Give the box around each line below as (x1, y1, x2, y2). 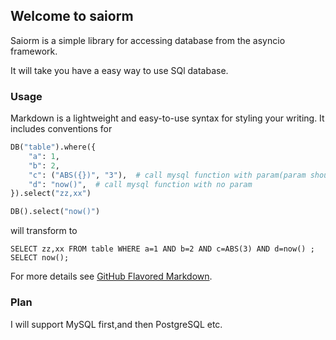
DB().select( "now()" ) (10, 207, 101, 217)
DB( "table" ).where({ (10, 142, 97, 153)
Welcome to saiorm (10, 8, 134, 25)
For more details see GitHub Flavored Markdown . (10, 270, 213, 283)
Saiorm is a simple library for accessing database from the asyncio (10, 34, 286, 46)
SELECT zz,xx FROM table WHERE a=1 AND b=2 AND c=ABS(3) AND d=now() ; (10, 244, 315, 254)
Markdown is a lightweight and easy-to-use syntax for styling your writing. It (10, 112, 325, 124)
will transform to (10, 225, 78, 237)
